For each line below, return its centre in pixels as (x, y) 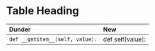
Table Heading (42, 11)
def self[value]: (124, 39)
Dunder (20, 29)
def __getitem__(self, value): (53, 39)
